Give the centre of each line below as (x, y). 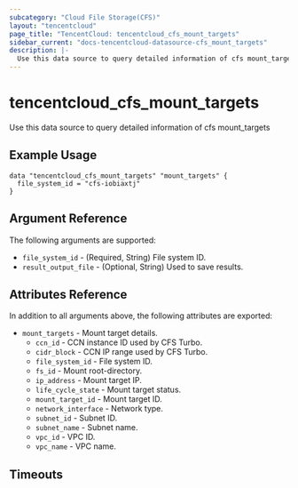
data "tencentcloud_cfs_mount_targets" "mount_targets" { (118, 176)
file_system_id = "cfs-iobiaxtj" (79, 183)
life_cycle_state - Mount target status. (108, 390)
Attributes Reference (68, 294)
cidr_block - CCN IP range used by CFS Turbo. (122, 352)
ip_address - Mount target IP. (88, 380)
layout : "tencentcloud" (53, 26)
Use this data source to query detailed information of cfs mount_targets (140, 127)
